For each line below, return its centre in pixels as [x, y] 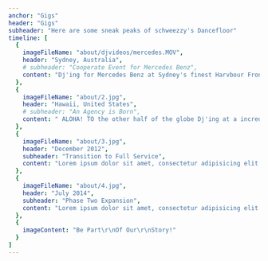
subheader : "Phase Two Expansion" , [82, 201]
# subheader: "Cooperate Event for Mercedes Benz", [110, 68]
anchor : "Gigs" [33, 16]
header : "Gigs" [33, 23]
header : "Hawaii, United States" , [80, 104]
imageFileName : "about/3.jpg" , [75, 141]
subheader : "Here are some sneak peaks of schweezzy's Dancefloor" [123, 30]
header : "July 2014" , [58, 193]
